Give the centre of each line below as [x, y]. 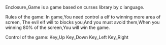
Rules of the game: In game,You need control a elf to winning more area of [83, 17]
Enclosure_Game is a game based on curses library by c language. [75, 7]
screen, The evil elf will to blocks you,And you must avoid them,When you [82, 22]
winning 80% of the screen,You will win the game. [58, 27]
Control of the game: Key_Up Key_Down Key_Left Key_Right [67, 37]
